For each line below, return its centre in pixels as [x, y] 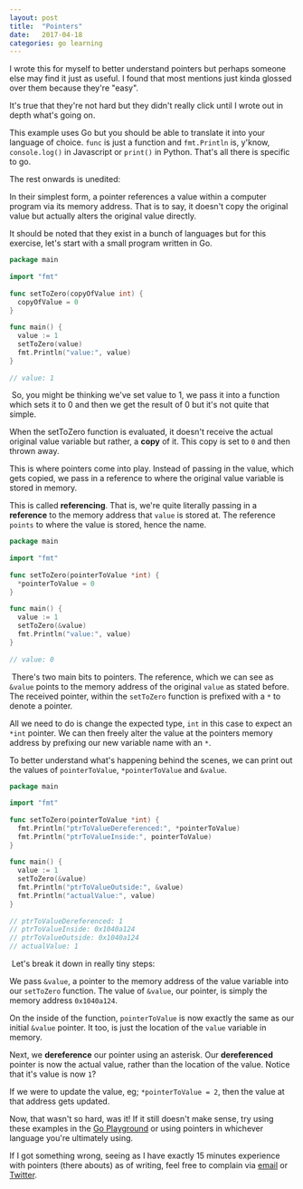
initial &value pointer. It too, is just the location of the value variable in [138, 1028]
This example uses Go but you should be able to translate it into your [137, 133]
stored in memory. [43, 488]
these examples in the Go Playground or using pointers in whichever [137, 1128]
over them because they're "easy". [74, 88]
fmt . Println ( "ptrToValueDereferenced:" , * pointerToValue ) [129, 828]
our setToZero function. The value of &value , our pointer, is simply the [138, 991]
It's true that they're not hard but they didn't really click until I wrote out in [146, 106]
